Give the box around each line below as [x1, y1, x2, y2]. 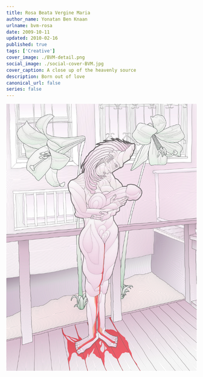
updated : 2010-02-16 [6, 35, 59, 42]
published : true [6, 42, 47, 48]
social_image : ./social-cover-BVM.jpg [6, 60, 104, 66]
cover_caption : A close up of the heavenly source [6, 67, 137, 73]
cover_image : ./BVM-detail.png [6, 54, 85, 60]
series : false [6, 86, 42, 92]
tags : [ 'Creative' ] [6, 48, 56, 54]
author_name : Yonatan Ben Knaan [6, 16, 88, 22]
